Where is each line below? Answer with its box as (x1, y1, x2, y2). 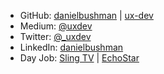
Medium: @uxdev (19, 20, 93, 32)
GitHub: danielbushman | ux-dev (19, 10, 154, 21)
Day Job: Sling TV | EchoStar (19, 52, 140, 64)
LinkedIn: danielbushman (19, 41, 124, 53)
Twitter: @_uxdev (19, 31, 92, 42)
